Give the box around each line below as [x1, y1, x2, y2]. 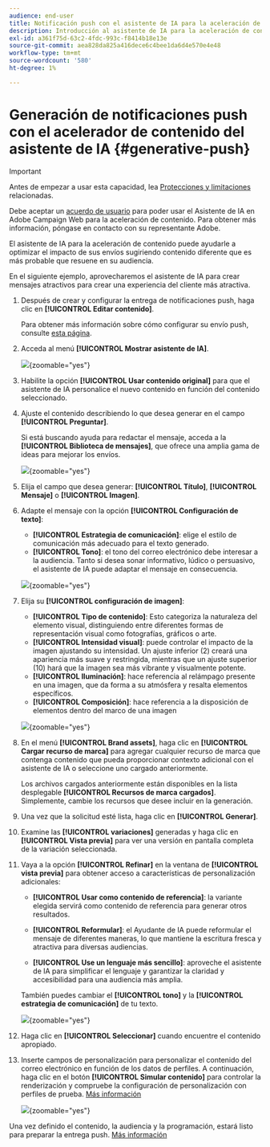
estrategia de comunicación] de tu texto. [20, 998, 159, 1008]
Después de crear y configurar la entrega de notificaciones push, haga [20, 295, 255, 305]
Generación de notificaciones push [9, 105, 248, 124]
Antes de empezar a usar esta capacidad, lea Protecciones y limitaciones [9, 182, 252, 191]
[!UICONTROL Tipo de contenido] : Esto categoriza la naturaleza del [32, 611, 258, 621]
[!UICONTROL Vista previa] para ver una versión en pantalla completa [20, 835, 254, 845]
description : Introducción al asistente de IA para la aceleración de [9, 27, 250, 35]
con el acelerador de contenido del [9, 122, 245, 141]
